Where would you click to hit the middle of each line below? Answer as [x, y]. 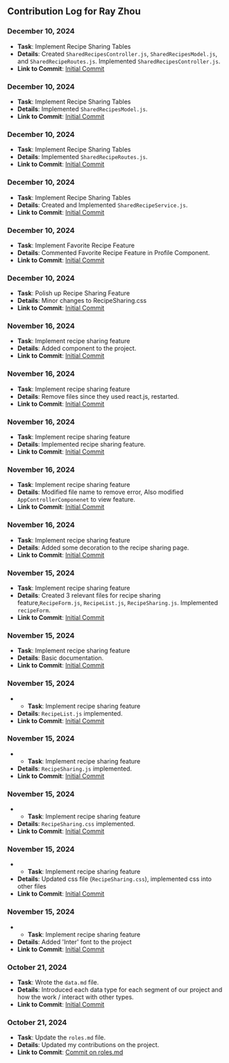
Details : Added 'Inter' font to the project [74, 941]
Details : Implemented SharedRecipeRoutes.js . [82, 157]
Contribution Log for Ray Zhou [74, 11]
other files [32, 887]
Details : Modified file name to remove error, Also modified [100, 492]
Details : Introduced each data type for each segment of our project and [120, 990]
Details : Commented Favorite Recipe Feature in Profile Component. [113, 252]
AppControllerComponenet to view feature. [76, 500]
